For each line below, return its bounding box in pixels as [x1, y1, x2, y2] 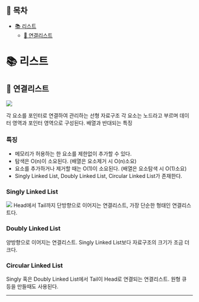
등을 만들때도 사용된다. [6, 283, 59, 290]
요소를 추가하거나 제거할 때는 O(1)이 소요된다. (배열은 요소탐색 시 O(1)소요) [14, 165, 187, 172]
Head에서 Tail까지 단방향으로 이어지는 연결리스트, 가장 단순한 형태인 [13, 202, 171, 209]
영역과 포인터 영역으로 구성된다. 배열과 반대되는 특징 [12, 119, 133, 126]
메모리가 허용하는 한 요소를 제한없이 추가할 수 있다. [14, 150, 132, 157]
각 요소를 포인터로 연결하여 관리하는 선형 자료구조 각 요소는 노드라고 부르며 [6, 112, 179, 119]
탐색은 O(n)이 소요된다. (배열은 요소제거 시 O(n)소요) [14, 158, 137, 165]
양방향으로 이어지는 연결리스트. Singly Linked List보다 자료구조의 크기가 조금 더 [6, 239, 190, 246]
